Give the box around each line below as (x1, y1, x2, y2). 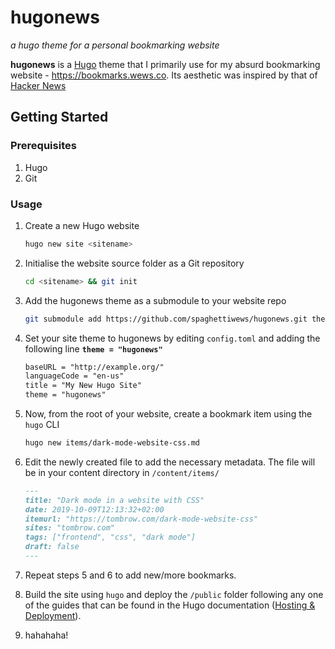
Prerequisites (10, 139, 77, 153)
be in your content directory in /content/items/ (24, 466, 220, 478)
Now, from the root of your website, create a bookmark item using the (24, 408, 313, 420)
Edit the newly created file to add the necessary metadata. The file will (24, 456, 316, 468)
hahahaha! (24, 629, 69, 641)
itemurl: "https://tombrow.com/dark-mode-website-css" (24, 514, 259, 524)
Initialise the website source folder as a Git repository (24, 257, 245, 269)
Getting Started (10, 109, 109, 126)
